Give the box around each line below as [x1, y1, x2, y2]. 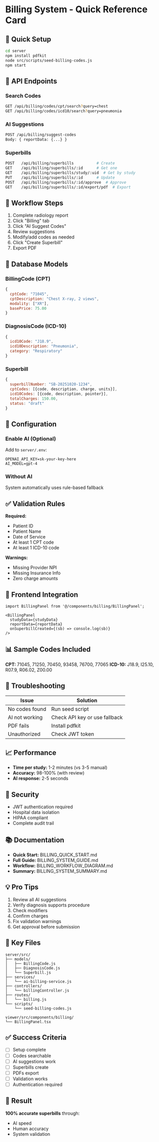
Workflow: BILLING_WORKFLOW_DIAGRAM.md [12, 863, 114, 869]
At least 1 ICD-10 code [12, 545, 60, 551]
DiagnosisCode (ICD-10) [5, 322, 67, 330]
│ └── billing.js [5, 997, 47, 1002]
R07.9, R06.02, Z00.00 [5, 666, 52, 673]
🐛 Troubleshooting [5, 682, 65, 691]
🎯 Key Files [5, 938, 41, 947]
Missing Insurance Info [12, 570, 61, 576]
